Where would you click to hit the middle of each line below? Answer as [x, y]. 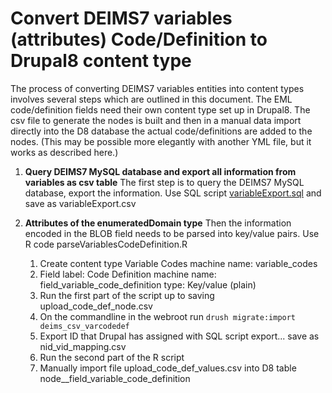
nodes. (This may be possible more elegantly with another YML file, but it [161, 141]
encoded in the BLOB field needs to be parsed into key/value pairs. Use [172, 233]
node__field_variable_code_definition [115, 378]
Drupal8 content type [101, 61]
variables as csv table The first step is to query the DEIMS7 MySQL [164, 182]
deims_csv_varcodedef [84, 326]
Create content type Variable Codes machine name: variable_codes [178, 263]
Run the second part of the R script [112, 357]
